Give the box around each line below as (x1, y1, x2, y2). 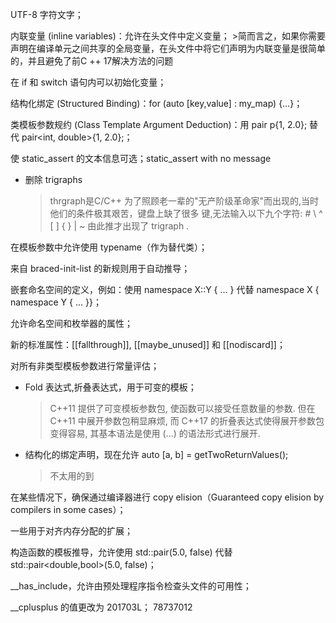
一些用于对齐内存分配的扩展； (10, 525, 133, 537)
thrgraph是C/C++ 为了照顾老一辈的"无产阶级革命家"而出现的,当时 (49, 195, 320, 207)
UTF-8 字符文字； (10, 9, 84, 20)
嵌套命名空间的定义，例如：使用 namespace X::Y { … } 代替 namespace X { (10, 284, 320, 295)
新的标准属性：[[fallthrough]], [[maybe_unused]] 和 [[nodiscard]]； (10, 339, 286, 350)
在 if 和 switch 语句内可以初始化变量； (10, 76, 167, 88)
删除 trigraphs (24, 174, 83, 185)
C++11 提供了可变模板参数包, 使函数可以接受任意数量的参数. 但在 (49, 403, 316, 414)
